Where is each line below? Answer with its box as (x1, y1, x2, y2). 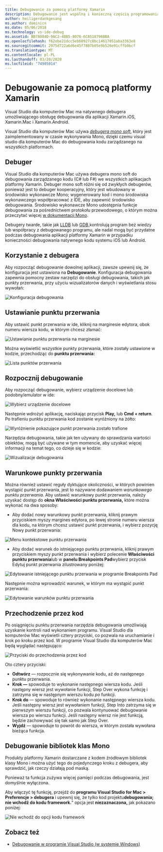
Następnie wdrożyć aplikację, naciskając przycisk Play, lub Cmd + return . (5, 411, 153, 417)
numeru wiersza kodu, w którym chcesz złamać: (5, 326, 102, 332)
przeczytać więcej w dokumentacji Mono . (5, 212, 89, 218)
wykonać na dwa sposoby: (5, 502, 59, 508)
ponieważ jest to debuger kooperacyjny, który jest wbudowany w (5, 186, 135, 192)
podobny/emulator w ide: (5, 392, 55, 398)
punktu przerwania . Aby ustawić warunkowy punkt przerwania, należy (5, 492, 146, 498)
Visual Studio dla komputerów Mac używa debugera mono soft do (5, 171, 137, 177)
